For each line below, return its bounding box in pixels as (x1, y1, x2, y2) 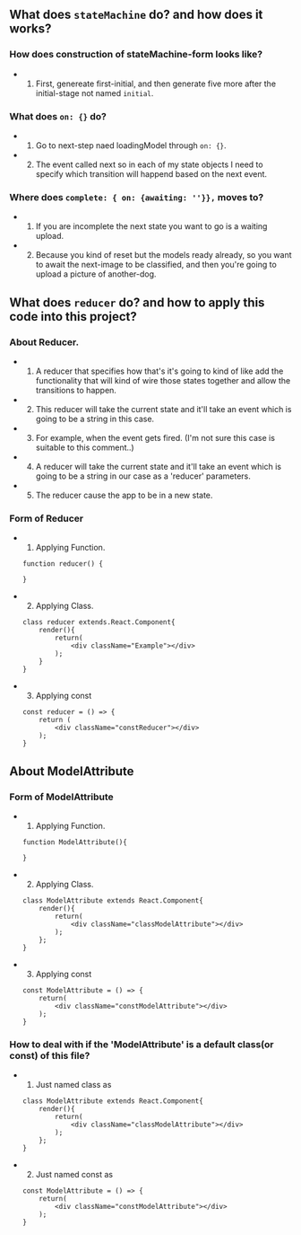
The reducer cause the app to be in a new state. (35, 490, 213, 500)
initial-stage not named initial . (35, 87, 154, 98)
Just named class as (35, 1080, 112, 1090)
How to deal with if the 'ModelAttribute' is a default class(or (9, 1037, 274, 1050)
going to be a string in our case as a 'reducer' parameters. (35, 471, 251, 481)
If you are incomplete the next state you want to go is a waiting (35, 221, 268, 232)
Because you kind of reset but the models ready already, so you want (35, 250, 293, 260)
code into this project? (9, 309, 137, 324)
